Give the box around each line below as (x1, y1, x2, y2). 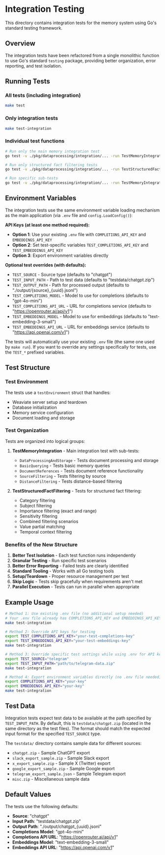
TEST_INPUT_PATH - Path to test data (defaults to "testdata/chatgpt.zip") (12, 277, 155, 283)
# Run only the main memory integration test (5, 149, 100, 154)
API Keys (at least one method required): (5, 222, 90, 228)
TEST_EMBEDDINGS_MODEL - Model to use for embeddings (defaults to (12, 313, 147, 319)
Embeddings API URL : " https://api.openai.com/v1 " (12, 844, 114, 850)
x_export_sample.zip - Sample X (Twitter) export (12, 760, 110, 766)
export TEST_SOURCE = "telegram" (5, 656, 69, 661)
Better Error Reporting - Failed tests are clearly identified (12, 563, 129, 569)
